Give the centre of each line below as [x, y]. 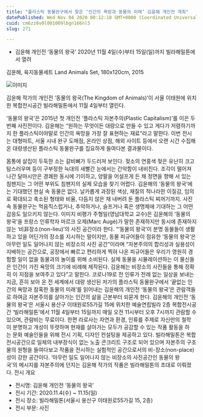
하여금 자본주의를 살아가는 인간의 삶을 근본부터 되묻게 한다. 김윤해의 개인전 [100, 297]
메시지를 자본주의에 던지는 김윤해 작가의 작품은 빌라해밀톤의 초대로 [97, 365]
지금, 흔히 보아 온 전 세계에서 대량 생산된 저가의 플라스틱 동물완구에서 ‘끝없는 [96, 282]
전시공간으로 [21, 342]
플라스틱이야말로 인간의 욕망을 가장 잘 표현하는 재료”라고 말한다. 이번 [100, 133]
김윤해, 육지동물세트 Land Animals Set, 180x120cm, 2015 [75, 72]
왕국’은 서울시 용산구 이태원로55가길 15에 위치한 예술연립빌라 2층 [94, 305]
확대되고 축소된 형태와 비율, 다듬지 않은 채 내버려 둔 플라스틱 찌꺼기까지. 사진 [103, 199]
